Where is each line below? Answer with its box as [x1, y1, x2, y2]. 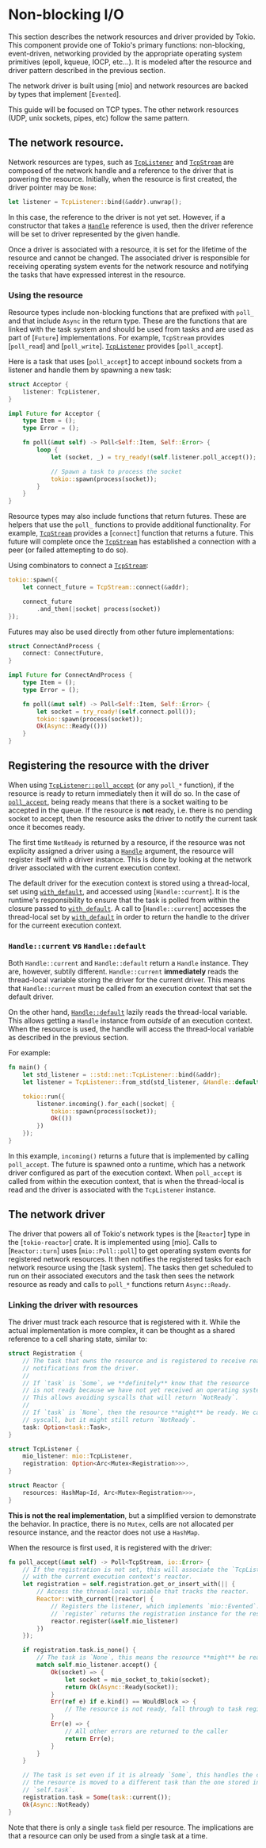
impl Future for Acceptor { [8, 409, 101, 417]
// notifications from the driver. [22, 1364, 140, 1372]
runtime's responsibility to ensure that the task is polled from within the [8, 895, 240, 905]
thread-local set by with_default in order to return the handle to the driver [8, 912, 250, 921]
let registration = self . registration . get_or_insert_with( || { [22, 1581, 236, 1589]
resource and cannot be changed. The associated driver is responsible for [8, 252, 250, 263]
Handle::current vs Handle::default [8, 940, 146, 951]
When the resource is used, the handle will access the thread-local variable [8, 1024, 255, 1034]
